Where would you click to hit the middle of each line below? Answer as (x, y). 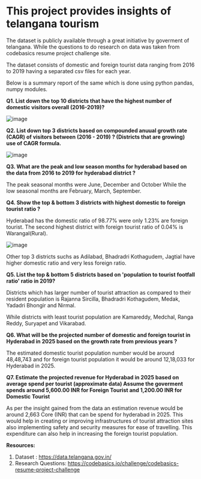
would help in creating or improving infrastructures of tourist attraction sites (100, 421)
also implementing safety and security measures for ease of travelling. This (99, 427)
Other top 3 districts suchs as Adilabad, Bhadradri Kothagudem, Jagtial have (101, 256)
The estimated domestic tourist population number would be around (90, 353)
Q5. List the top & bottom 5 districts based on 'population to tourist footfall (100, 274)
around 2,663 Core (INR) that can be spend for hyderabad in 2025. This (95, 414)
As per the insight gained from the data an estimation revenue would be (95, 408)
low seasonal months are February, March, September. (74, 191)
